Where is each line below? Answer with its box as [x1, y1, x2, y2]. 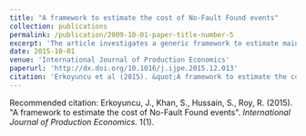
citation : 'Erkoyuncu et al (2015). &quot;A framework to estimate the [9, 73, 287, 82]
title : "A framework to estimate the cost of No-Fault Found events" [9, 13, 280, 23]
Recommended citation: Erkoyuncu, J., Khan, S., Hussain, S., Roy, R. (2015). [9, 97, 293, 108]
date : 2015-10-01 [9, 47, 76, 56]
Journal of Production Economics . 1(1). [9, 116, 155, 127]
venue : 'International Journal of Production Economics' [9, 55, 230, 64]
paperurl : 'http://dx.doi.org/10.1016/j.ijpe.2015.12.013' [9, 64, 239, 73]
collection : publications [9, 22, 107, 31]
